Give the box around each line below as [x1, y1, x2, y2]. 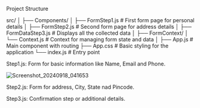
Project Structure [6, 5, 49, 12]
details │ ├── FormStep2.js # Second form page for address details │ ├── [6, 23, 192, 30]
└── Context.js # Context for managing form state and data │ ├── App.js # [6, 36, 193, 43]
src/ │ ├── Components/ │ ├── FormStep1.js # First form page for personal [6, 17, 195, 23]
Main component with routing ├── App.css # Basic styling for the [6, 42, 169, 49]
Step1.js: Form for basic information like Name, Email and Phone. [6, 60, 166, 67]
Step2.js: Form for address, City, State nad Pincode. [6, 83, 135, 91]
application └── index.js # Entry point [6, 49, 100, 56]
